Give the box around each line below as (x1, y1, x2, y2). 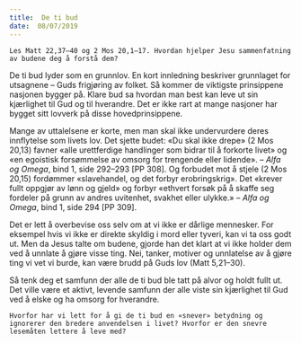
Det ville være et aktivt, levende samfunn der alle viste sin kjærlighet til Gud (9, 284, 289, 295)
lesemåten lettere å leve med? (9, 327, 127, 336)
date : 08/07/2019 (9, 22, 78, 31)
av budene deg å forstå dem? (9, 54, 119, 63)
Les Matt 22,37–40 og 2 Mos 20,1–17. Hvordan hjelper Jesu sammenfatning (9, 46, 292, 55)
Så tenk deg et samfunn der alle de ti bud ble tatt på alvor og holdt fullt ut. (9, 275, 283, 286)
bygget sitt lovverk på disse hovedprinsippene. (9, 108, 183, 119)
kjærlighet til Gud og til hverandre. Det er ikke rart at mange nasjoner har (9, 98, 279, 109)
